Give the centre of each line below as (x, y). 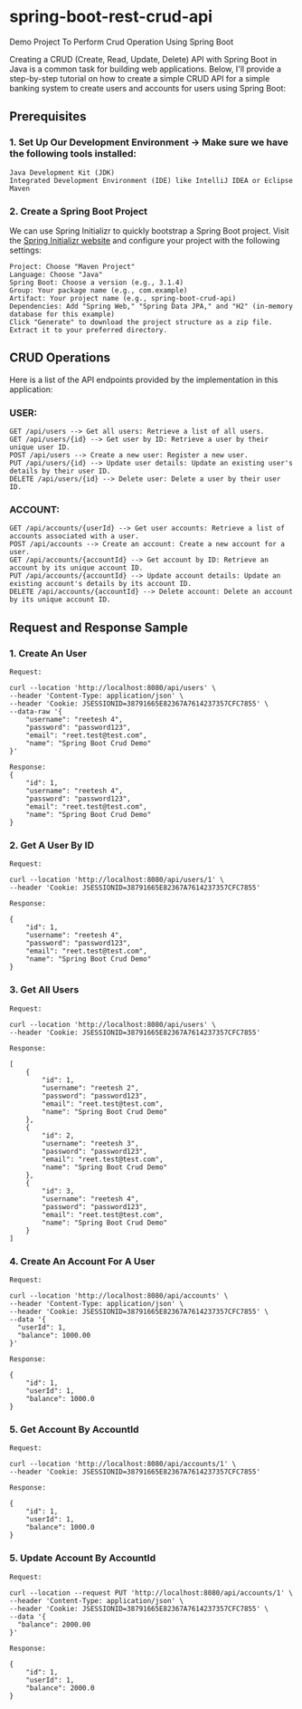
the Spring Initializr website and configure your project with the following (145, 240)
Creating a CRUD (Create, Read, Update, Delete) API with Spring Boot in (143, 59)
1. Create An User (48, 653)
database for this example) (62, 314)
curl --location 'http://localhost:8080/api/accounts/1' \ (123, 1464)
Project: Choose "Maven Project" (72, 266)
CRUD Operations (60, 358)
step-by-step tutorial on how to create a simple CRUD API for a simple (140, 78)
